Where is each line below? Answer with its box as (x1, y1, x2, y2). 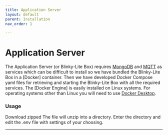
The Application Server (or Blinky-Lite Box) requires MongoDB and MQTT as (5, 63, 162, 70)
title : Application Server (5, 7, 61, 12)
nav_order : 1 (5, 21, 32, 26)
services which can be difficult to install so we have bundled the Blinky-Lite (5, 69, 160, 75)
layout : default (5, 12, 39, 17)
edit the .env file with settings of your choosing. (5, 119, 103, 125)
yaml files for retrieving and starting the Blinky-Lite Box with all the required (5, 79, 161, 85)
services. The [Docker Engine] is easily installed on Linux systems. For (5, 85, 150, 91)
